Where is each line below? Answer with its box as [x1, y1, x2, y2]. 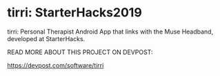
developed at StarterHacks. [7, 34, 86, 42]
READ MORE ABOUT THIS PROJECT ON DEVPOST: [7, 48, 153, 56]
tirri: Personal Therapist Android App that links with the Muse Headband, [7, 27, 214, 36]
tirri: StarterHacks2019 [7, 5, 143, 21]
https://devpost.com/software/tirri [7, 61, 104, 69]
